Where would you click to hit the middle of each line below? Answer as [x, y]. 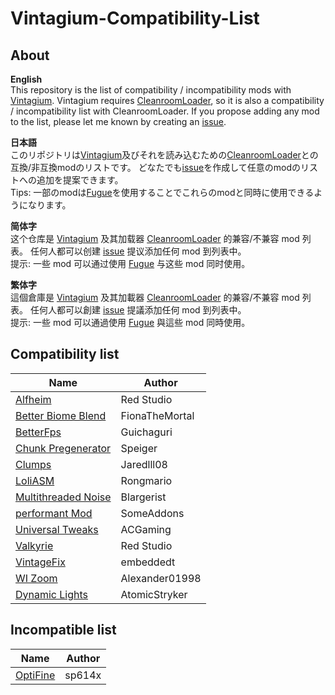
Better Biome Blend [61, 415]
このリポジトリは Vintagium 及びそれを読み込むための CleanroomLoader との [164, 155]
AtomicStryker [154, 594]
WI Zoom [36, 578]
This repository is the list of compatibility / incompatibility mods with [151, 90]
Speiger [139, 448]
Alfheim [33, 399]
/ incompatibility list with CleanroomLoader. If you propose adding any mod [165, 111]
